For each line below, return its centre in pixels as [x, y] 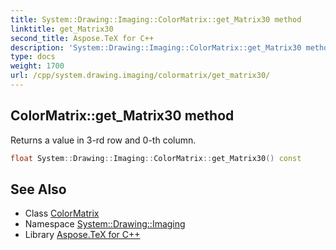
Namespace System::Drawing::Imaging [105, 224]
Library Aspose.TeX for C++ [82, 235]
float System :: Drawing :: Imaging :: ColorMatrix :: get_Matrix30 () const [156, 158]
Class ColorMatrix [62, 213]
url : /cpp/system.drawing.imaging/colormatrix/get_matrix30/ [140, 76]
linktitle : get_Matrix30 [62, 29]
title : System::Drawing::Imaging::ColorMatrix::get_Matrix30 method [156, 19]
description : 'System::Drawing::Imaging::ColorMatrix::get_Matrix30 [156, 47]
